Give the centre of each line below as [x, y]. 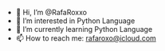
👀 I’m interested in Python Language [75, 21]
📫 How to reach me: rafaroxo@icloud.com [86, 38]
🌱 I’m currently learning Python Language [84, 29]
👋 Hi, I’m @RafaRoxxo [51, 12]
